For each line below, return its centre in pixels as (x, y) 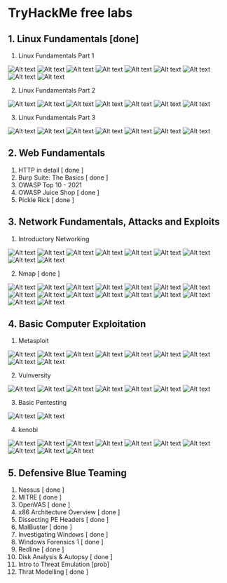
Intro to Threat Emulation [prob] (64, 564)
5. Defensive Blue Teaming (67, 473)
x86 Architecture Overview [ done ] (69, 512)
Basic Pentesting (42, 403)
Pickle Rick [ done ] (46, 200)
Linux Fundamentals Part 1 (56, 55)
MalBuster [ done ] (45, 527)
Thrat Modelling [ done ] (53, 572)
